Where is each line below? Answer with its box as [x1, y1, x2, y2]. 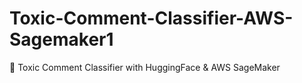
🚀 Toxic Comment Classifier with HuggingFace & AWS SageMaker [9, 61, 281, 73]
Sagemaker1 [9, 28, 114, 51]
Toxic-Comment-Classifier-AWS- [9, 7, 294, 30]
